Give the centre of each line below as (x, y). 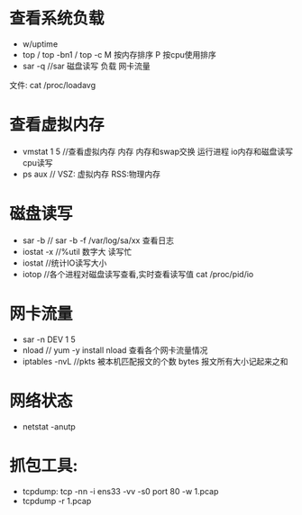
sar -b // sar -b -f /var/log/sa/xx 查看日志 (98, 240)
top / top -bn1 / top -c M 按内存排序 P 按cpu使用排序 (119, 54)
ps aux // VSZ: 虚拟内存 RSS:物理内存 (91, 174)
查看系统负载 (57, 18)
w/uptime (40, 44)
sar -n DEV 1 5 (49, 339)
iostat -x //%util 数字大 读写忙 (77, 251)
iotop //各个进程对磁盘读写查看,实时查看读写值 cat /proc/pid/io (138, 274)
